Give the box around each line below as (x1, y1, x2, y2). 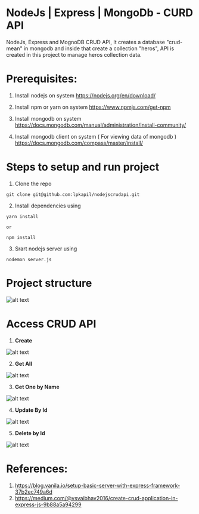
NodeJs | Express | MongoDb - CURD (6, 6, 194, 20)
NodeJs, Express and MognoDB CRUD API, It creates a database (6, 38, 166, 45)
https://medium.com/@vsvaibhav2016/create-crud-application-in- (14, 494, 178, 501)
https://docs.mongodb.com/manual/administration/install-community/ (14, 121, 186, 128)
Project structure (6, 277, 92, 290)
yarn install (6, 213, 39, 219)
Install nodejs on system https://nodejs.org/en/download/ (14, 91, 156, 99)
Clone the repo (14, 180, 52, 187)
